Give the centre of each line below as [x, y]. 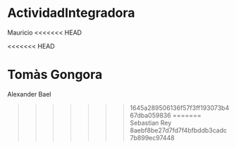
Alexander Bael [29, 94]
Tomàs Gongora [55, 75]
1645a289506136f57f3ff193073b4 [180, 108]
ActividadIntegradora [71, 13]
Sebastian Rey [151, 123]
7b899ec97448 [152, 137]
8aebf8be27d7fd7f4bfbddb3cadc [179, 130]
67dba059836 [150, 115]
